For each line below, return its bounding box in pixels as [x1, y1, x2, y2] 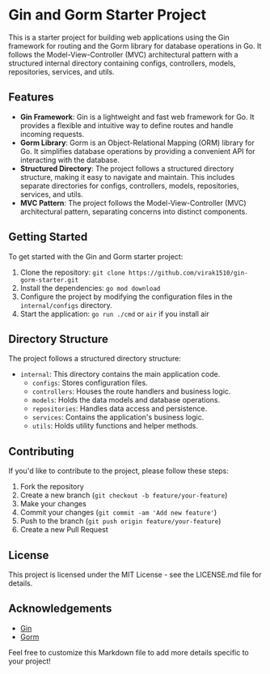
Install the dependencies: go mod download [19, 283, 161, 292]
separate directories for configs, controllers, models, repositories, [19, 181, 239, 190]
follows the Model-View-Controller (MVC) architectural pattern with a [8, 49, 238, 59]
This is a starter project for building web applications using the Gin [8, 32, 230, 42]
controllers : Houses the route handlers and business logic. [32, 386, 231, 396]
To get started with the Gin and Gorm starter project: [8, 251, 184, 261]
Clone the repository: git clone [19, 267, 125, 277]
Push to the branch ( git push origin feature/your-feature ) [19, 516, 221, 526]
